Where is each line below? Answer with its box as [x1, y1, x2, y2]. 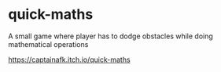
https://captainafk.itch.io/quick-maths [8, 55, 131, 64]
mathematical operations [8, 39, 89, 49]
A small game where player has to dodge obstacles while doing [8, 31, 214, 41]
